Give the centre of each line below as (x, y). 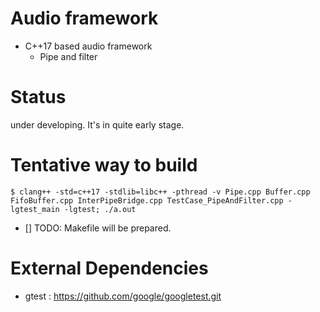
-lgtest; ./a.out (100, 209)
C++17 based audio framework (88, 46)
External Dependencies (109, 268)
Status (38, 97)
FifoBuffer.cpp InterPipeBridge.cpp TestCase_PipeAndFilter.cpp (147, 200)
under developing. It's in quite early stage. (97, 124)
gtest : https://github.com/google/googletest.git (123, 296)
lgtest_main (35, 209)
